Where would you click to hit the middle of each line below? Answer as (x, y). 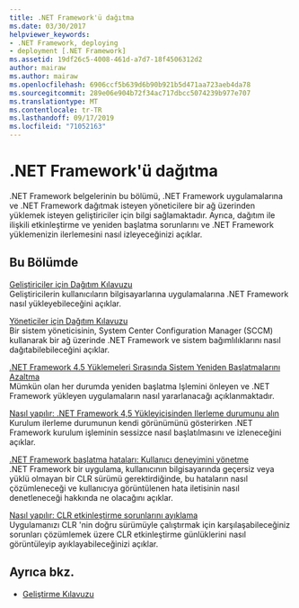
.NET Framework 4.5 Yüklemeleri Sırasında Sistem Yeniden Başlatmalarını (145, 367)
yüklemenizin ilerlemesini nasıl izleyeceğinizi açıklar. (106, 234)
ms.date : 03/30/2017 (48, 26)
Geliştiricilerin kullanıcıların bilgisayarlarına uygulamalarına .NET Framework (149, 294)
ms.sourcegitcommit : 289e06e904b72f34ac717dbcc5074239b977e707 (130, 93)
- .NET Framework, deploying (64, 43)
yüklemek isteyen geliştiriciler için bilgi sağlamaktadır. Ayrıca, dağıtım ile (142, 215)
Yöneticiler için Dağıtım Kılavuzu (69, 321)
